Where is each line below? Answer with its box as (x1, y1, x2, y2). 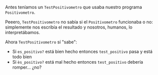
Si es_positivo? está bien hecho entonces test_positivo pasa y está (12, 49, 153, 54)
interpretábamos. (5, 30, 40, 35)
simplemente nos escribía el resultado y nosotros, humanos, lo (5, 24, 133, 30)
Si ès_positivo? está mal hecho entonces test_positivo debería (12, 59, 143, 65)
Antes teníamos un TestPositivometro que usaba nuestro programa (5, 4, 142, 10)
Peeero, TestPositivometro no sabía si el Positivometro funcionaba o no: (5, 19, 153, 25)
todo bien (12, 54, 32, 60)
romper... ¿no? (12, 64, 42, 70)
